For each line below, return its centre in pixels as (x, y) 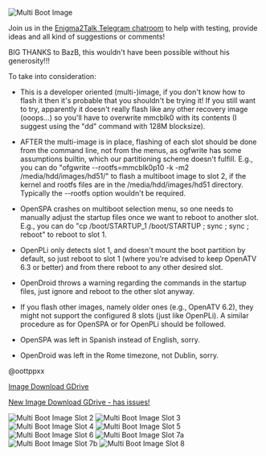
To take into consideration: (52, 76)
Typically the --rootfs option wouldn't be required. (103, 193)
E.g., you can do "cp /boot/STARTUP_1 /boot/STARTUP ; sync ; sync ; (134, 226)
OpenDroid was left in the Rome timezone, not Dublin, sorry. (119, 355)
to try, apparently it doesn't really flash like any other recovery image (134, 109)
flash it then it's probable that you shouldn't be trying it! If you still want (137, 100)
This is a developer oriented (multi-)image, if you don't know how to (132, 92)
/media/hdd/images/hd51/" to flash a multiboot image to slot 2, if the (133, 176)
